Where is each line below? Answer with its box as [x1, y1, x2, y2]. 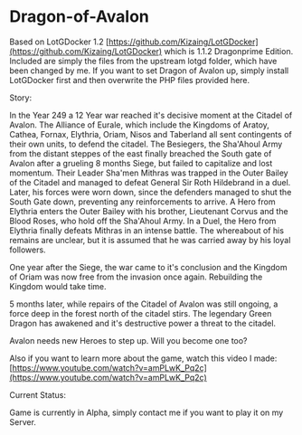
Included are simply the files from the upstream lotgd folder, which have [9, 55, 278, 66]
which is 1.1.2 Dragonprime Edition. [164, 45, 294, 56]
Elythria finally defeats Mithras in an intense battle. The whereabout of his [9, 224, 285, 236]
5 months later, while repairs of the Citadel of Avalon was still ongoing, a [9, 298, 278, 309]
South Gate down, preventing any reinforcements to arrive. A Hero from [9, 196, 276, 207]
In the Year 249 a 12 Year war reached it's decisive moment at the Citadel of [9, 109, 293, 120]
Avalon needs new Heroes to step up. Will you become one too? [9, 335, 248, 345]
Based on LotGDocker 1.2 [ [9, 36, 109, 47]
